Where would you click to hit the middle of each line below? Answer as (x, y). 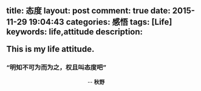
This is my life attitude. (50, 49)
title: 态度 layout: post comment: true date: (89, 11)
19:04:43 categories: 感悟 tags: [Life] (101, 22)
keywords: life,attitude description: (75, 32)
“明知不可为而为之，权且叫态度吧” (56, 67)
